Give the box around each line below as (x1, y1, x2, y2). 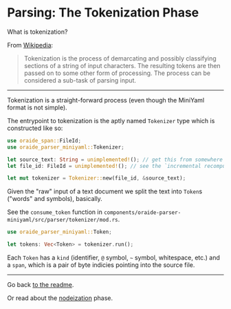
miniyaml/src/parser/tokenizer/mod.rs (7, 217, 118, 224)
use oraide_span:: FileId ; (7, 137, 81, 144)
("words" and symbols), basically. (7, 195, 103, 203)
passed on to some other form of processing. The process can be (23, 69, 211, 77)
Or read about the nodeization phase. (7, 294, 113, 302)
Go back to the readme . (7, 281, 74, 289)
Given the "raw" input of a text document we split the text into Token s (7, 187, 203, 195)
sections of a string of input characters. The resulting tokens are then (23, 61, 221, 70)
